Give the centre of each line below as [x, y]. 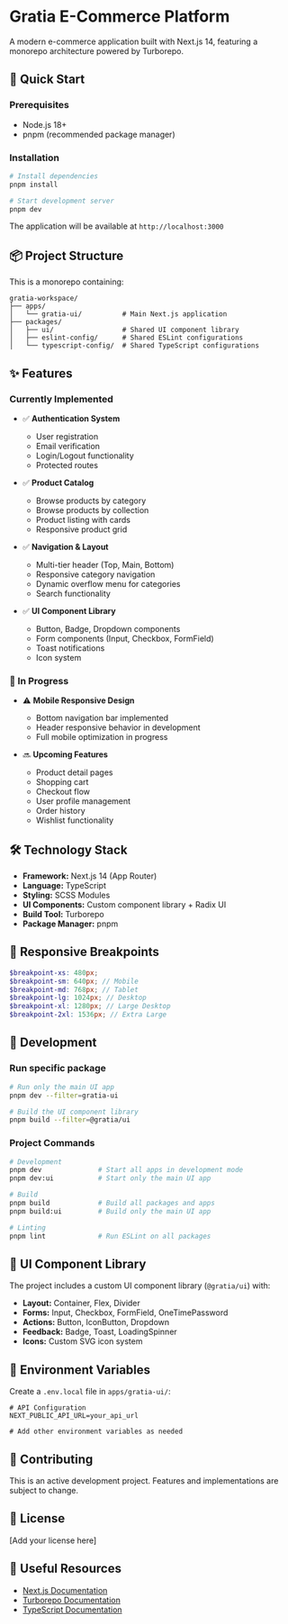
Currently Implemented [62, 399]
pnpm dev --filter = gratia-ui [64, 1096]
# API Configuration [48, 1408]
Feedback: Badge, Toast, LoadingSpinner [99, 1332]
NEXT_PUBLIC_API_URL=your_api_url [74, 1416]
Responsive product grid [81, 529]
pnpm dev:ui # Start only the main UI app [110, 1178]
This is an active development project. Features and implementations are [144, 1481]
